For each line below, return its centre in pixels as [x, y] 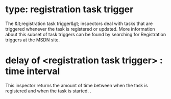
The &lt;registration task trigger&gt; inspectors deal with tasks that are [79, 23]
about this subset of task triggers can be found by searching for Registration [86, 34]
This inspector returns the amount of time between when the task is [77, 85]
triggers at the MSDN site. [33, 40]
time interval [33, 71]
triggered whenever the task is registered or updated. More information [80, 29]
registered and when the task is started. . [48, 91]
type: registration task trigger [69, 9]
